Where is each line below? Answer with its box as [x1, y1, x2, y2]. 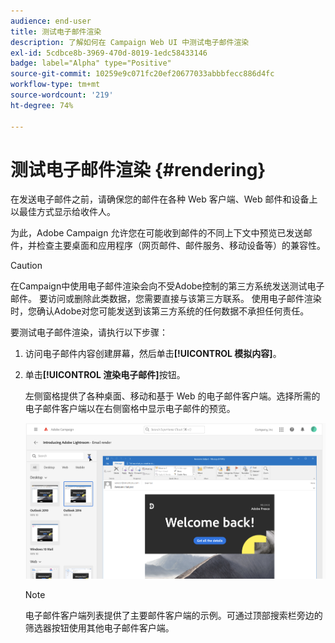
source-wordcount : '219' [10, 90, 114, 100]
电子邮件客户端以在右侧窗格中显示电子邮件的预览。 [24, 403, 236, 415]
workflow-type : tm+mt [10, 80, 101, 90]
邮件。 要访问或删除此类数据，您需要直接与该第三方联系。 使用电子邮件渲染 [10, 293, 322, 305]
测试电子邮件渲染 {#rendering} [10, 158, 267, 181]
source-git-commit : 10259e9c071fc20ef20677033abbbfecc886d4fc [10, 69, 275, 79]
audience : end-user [10, 16, 92, 26]
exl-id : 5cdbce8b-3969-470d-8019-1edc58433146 [10, 48, 208, 58]
